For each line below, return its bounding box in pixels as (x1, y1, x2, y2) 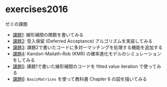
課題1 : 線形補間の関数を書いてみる (12, 31, 84, 37)
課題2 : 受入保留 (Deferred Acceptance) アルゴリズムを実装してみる (12, 38, 153, 44)
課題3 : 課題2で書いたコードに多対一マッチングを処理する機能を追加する (12, 44, 163, 50)
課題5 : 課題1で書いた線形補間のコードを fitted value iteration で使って (12, 63, 157, 69)
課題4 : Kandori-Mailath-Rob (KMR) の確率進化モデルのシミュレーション (12, 51, 162, 57)
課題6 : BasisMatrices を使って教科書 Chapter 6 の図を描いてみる (12, 76, 147, 82)
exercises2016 (5, 4, 68, 15)
